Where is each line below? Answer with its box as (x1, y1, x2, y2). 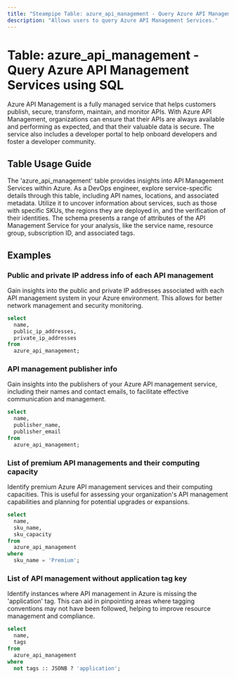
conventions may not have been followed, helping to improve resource (7, 604, 211, 613)
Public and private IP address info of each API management (7, 270, 214, 280)
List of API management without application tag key (7, 574, 188, 583)
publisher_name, (13, 422, 61, 429)
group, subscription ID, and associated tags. (7, 229, 136, 238)
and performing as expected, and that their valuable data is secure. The (7, 122, 215, 131)
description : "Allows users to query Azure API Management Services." (7, 17, 218, 24)
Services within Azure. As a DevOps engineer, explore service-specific (7, 184, 213, 193)
